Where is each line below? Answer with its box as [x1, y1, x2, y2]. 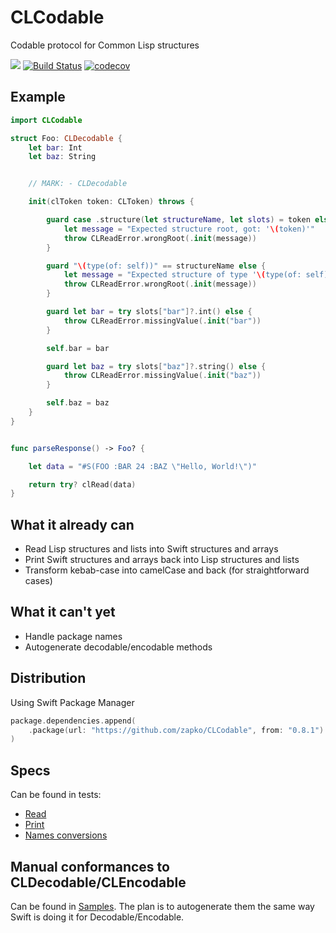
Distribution [10, 670, 87, 687]
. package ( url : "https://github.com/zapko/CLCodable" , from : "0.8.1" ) [28, 725, 325, 735]
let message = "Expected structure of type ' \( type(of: [63, 270, 302, 280]
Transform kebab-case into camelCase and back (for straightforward [24, 564, 310, 576]
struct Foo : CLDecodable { [10, 133, 123, 143]
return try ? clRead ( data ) [28, 479, 137, 490]
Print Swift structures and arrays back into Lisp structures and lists [24, 554, 300, 566]
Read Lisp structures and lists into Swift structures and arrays [24, 543, 279, 555]
